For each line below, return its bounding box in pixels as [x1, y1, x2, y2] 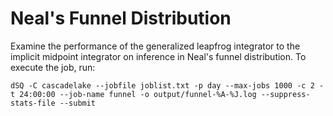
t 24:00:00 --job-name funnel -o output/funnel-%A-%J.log [10, 89, 257, 99]
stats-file [10, 98, 56, 108]
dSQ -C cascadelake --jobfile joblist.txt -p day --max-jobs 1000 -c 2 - [10, 80, 325, 91]
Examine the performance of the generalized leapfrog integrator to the [10, 40, 301, 52]
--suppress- [260, 89, 311, 99]
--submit [59, 98, 97, 108]
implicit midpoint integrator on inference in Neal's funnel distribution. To [10, 50, 307, 62]
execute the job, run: [10, 61, 96, 73]
